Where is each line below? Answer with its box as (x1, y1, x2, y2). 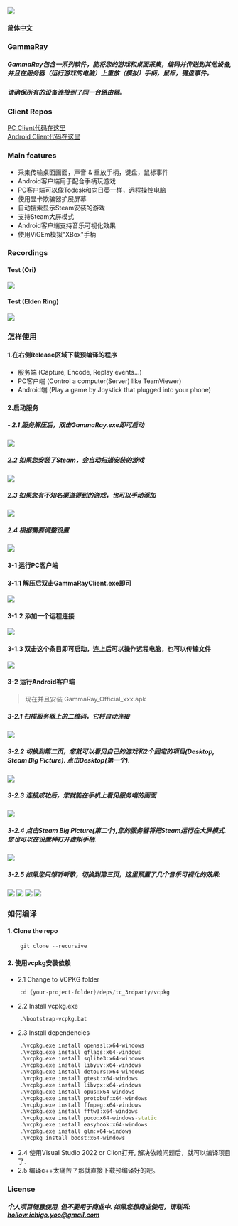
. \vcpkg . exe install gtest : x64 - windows (20, 1075, 139, 1082)
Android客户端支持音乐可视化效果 (17, 221, 116, 230)
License (7, 1184, 36, 1194)
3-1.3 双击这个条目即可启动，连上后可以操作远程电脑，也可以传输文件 (7, 645, 212, 653)
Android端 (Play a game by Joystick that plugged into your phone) (17, 385, 212, 394)
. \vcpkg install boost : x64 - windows (20, 1134, 126, 1141)
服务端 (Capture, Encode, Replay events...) (17, 367, 142, 376)
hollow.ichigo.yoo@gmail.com (7, 1210, 100, 1219)
